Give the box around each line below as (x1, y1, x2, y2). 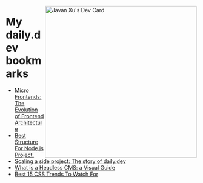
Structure (14, 138, 38, 145)
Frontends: (14, 93, 42, 100)
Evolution (14, 106, 38, 113)
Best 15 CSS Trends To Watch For (14, 170, 98, 178)
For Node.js (14, 144, 44, 151)
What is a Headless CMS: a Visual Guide (14, 164, 116, 171)
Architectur (14, 119, 43, 126)
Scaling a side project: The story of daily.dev (14, 158, 127, 165)
